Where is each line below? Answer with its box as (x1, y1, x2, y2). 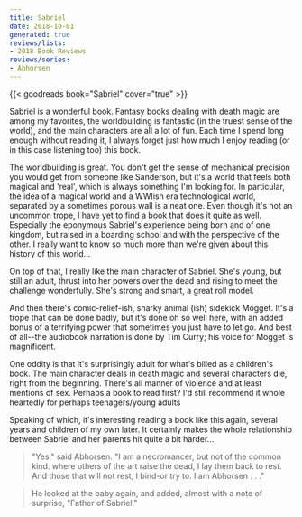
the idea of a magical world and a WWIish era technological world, (9, 191, 256, 202)
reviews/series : (9, 55, 70, 64)
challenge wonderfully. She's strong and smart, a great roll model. (9, 285, 254, 296)
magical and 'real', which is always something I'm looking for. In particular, (9, 181, 286, 192)
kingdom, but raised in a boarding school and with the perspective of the (9, 229, 279, 240)
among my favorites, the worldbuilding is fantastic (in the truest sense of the (9, 115, 293, 127)
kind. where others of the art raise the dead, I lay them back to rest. (31, 460, 282, 471)
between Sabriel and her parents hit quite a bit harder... (9, 433, 215, 444)
